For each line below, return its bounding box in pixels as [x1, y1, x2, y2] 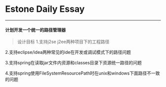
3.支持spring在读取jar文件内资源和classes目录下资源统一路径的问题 [5, 60, 142, 66]
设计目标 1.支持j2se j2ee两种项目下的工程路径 [17, 39, 110, 45]
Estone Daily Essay [5, 3, 85, 15]
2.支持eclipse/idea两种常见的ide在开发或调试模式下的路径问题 [5, 49, 131, 55]
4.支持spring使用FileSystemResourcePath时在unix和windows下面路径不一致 [5, 70, 160, 76]
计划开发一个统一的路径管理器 [5, 27, 66, 33]
